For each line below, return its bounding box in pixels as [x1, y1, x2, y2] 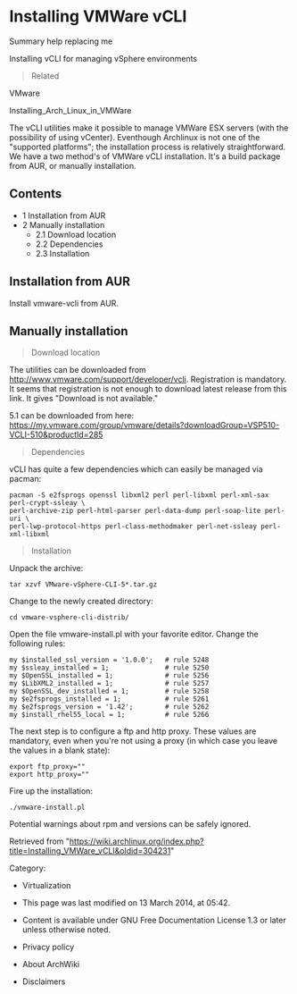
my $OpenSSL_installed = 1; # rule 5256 [9, 671, 210, 680]
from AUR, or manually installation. [9, 160, 136, 171]
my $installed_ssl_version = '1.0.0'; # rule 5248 [9, 655, 210, 665]
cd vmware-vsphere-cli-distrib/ [9, 613, 129, 622]
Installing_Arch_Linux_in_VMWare [9, 105, 132, 115]
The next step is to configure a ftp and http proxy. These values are [9, 726, 257, 737]
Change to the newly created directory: [9, 596, 153, 607]
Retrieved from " [9, 836, 70, 847]
